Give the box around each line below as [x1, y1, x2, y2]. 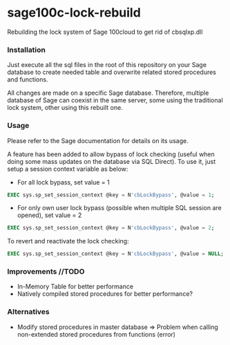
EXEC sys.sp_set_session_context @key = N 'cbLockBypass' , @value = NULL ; [7, 250, 224, 257]
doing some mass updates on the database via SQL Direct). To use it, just [7, 157, 216, 165]
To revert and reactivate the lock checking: [7, 237, 129, 245]
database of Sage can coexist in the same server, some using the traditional [7, 96, 223, 104]
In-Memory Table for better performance [17, 282, 133, 291]
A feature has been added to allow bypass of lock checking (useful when [7, 150, 215, 158]
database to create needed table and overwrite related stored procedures [7, 68, 216, 77]
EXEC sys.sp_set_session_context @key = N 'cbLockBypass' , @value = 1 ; [7, 192, 215, 198]
